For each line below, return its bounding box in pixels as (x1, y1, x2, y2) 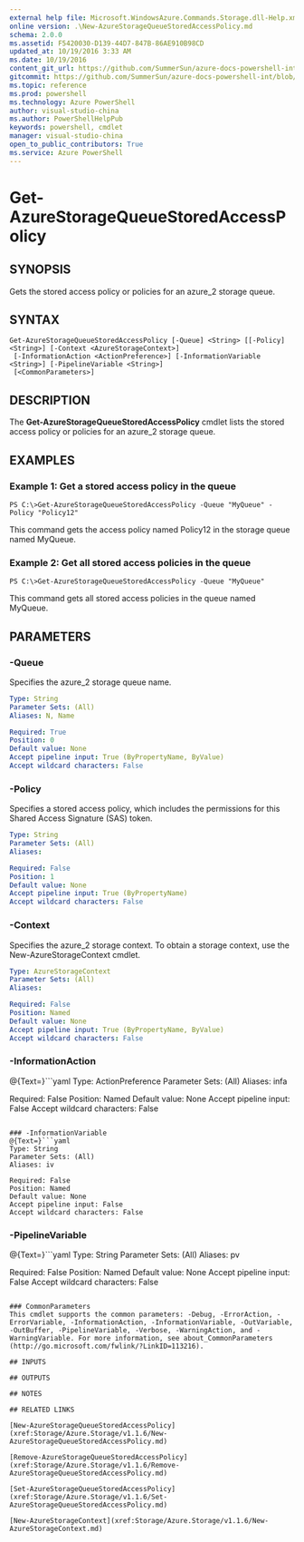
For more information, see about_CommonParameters (78, 1334, 273, 1343)
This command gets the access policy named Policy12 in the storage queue (9, 523, 291, 535)
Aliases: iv (9, 1160, 54, 1169)
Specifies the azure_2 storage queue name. (9, 677, 172, 688)
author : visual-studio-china (9, 106, 119, 115)
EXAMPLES (9, 453, 75, 468)
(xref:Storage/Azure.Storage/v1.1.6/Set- (9, 1493, 168, 1502)
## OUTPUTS (9, 1373, 51, 1383)
